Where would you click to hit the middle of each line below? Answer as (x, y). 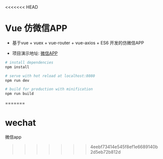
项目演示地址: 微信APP (35, 53)
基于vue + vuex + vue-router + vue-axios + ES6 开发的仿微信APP (78, 43)
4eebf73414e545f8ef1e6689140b (124, 147)
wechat (21, 123)
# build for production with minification (49, 89)
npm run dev (17, 80)
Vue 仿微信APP (36, 28)
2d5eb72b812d (105, 152)
